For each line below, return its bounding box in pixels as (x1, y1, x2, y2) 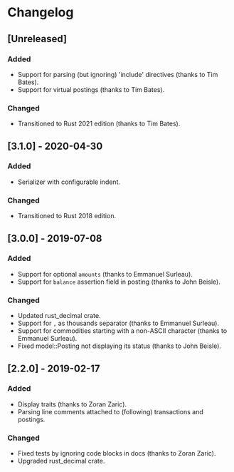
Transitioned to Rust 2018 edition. (17, 212, 116, 220)
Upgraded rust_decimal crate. (17, 457, 105, 466)
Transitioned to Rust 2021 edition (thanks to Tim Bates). (17, 119, 181, 128)
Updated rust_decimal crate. (17, 312, 101, 320)
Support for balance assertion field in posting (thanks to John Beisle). (17, 277, 220, 286)
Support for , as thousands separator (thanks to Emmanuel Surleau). (17, 319, 219, 328)
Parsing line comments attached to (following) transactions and (17, 407, 204, 416)
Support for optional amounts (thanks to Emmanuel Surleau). (17, 270, 193, 278)
